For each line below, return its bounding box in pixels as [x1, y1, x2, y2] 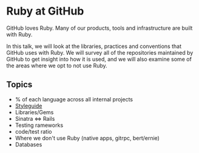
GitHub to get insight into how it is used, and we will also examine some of [6, 55, 192, 63]
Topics [6, 80, 33, 90]
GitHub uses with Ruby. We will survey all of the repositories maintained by [6, 49, 194, 56]
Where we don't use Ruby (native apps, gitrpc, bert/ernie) [15, 134, 160, 141]
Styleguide [15, 102, 42, 109]
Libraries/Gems [15, 108, 54, 116]
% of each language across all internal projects [15, 95, 133, 103]
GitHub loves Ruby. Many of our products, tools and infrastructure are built [6, 24, 193, 32]
